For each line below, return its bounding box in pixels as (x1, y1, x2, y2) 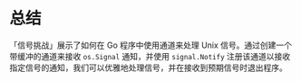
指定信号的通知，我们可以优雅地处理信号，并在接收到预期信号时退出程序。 (9, 62, 287, 73)
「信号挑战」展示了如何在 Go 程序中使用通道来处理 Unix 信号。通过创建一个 (9, 40, 293, 50)
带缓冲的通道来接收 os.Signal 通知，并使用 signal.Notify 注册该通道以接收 (9, 50, 291, 61)
